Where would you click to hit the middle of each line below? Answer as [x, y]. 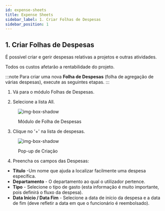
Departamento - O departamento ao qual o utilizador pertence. [79, 182]
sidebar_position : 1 [27, 24]
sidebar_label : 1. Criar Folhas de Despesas [53, 19]
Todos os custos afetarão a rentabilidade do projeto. [60, 67]
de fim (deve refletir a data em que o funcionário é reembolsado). [81, 203]
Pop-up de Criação [38, 151]
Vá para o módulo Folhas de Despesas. [54, 92]
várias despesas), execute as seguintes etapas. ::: [58, 82]
